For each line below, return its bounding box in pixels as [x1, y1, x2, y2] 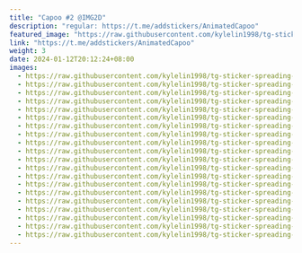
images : [9, 64, 39, 73]
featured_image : [9, 30, 70, 39]
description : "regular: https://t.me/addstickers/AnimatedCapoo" [9, 22, 259, 31]
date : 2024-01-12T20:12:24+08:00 [9, 55, 135, 64]
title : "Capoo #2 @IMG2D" [9, 13, 106, 22]
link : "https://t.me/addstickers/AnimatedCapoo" [9, 38, 195, 48]
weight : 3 [9, 47, 47, 56]
